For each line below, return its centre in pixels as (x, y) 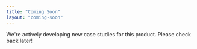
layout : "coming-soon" (35, 17)
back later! (20, 41)
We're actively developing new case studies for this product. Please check (99, 34)
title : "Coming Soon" (33, 12)
